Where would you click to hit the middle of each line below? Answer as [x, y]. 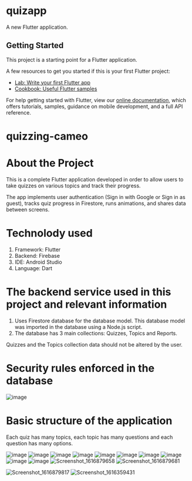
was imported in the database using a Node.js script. [78, 327]
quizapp [26, 11]
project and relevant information [87, 304]
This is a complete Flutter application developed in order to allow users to [95, 179]
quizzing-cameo [47, 136]
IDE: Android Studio [38, 262]
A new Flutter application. [37, 27]
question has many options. [40, 443]
